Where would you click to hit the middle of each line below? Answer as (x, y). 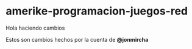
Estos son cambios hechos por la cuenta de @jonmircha (77, 39)
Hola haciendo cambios (35, 28)
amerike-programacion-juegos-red (97, 11)
